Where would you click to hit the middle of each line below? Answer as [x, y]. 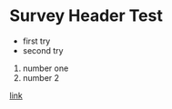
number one [46, 68]
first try [36, 41]
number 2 [41, 77]
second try [43, 50]
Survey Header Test [86, 16]
